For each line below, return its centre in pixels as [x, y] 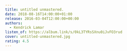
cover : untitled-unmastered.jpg [38, 37]
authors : [14, 23]
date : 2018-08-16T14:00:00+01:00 [39, 14]
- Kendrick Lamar [27, 28]
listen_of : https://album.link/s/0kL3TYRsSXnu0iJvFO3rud [64, 32]
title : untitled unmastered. [34, 9]
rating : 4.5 [17, 41]
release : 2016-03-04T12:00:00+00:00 [42, 18]
